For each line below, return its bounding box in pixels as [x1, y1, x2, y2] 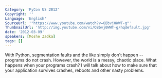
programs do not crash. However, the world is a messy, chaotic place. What [5, 57, 157, 63]
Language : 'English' [5, 16, 47, 21]
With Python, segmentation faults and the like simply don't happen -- [5, 52, 144, 58]
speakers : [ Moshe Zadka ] [5, 34, 55, 39]
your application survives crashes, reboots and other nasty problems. [5, 67, 144, 73]
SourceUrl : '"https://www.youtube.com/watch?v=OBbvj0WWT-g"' [5, 20, 132, 26]
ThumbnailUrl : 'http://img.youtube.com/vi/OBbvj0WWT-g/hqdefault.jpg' [5, 25, 151, 30]
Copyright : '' [5, 12, 34, 16]
